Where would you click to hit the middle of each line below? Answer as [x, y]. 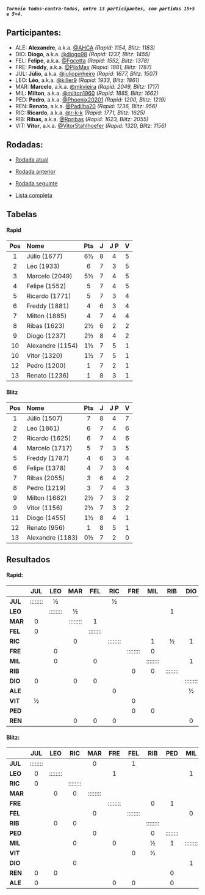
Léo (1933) [43, 266]
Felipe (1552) [46, 286]
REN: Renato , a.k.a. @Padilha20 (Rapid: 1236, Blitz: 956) [86, 106]
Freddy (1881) [48, 306]
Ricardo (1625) [49, 439]
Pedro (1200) [46, 366]
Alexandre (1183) [52, 538]
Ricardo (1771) [49, 296]
